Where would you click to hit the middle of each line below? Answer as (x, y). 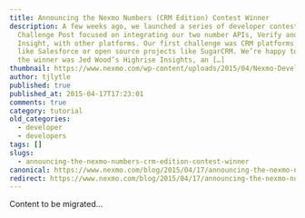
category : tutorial (46, 111)
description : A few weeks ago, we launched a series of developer (138, 26)
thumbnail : (30, 69)
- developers (42, 136)
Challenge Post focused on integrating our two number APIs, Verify (150, 35)
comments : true (38, 102)
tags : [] (26, 144)
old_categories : (40, 119)
